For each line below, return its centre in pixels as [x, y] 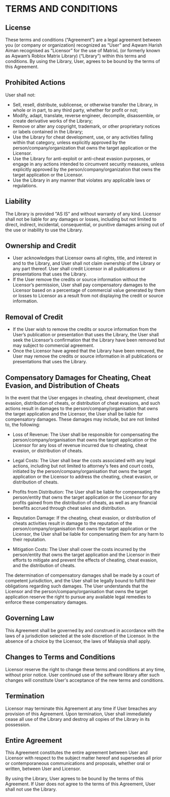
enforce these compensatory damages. [46, 602]
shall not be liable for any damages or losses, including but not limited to [81, 219]
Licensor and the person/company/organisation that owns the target [77, 592]
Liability [18, 202]
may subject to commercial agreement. [54, 345]
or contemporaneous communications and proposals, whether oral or [78, 764]
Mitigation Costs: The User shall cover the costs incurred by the [79, 549]
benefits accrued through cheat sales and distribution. [69, 508]
